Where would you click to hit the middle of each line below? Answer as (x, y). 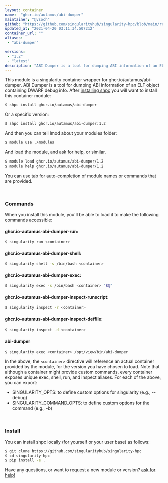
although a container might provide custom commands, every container (79, 372)
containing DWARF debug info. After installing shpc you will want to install (81, 90)
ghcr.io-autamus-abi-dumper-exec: (43, 275)
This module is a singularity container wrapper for (56, 80)
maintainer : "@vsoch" (28, 19)
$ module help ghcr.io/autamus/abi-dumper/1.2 (54, 166)
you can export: (21, 383)
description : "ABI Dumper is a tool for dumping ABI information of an (81, 66)
